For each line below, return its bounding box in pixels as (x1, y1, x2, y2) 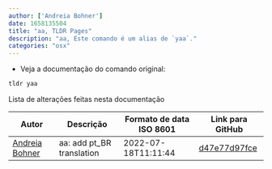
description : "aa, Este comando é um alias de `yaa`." (8, 34, 198, 43)
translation (58, 147, 100, 158)
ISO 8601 (138, 124, 176, 134)
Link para (210, 114, 249, 125)
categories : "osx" (8, 42, 70, 50)
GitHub (215, 124, 244, 134)
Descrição (67, 119, 108, 129)
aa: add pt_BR (58, 137, 112, 148)
